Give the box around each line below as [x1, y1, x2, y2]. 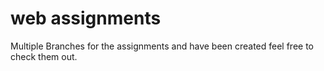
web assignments [10, 7, 162, 30]
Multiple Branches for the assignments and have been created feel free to [10, 40, 315, 52]
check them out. [10, 50, 78, 62]
